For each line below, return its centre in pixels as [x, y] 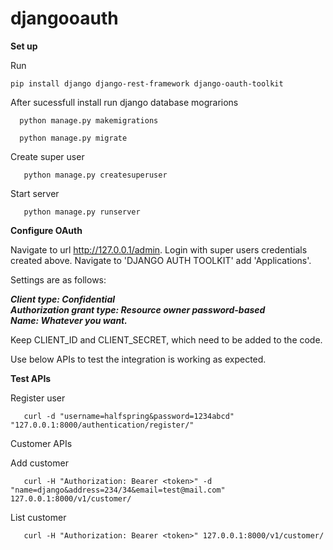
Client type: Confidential [63, 299]
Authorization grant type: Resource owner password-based [138, 309]
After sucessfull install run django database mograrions [124, 102]
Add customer [39, 463]
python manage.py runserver [82, 212]
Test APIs [31, 378]
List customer [38, 517]
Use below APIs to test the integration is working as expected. [138, 359]
